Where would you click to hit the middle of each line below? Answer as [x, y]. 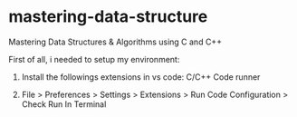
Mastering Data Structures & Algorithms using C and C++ [115, 42]
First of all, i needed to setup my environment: [94, 59]
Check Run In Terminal [64, 104]
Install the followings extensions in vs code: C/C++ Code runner [141, 77]
